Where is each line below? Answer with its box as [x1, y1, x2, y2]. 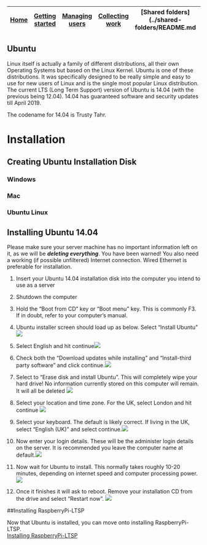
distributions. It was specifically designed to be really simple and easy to [7, 73, 191, 80]
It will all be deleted [15, 387, 65, 395]
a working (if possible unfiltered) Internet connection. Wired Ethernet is [7, 256, 187, 263]
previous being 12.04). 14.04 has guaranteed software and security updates [7, 92, 199, 100]
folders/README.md [135, 23, 196, 31]
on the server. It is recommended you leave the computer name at [15, 444, 183, 451]
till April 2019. [7, 99, 42, 106]
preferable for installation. [7, 263, 72, 270]
